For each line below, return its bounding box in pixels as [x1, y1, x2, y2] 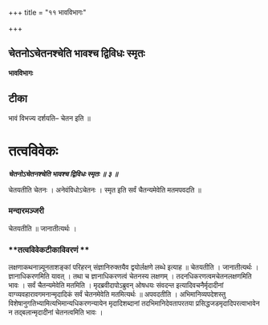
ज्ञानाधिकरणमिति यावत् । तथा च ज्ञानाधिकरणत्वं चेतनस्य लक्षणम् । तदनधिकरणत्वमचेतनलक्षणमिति [8, 271, 252, 281]
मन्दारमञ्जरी [8, 205, 44, 217]
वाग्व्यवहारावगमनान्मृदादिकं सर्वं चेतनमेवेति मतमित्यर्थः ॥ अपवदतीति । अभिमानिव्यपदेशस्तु [8, 290, 226, 299]
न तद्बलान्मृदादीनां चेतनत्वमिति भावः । [8, 307, 104, 317]
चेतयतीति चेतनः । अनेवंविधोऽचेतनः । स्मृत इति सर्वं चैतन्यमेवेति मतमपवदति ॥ [8, 185, 202, 194]
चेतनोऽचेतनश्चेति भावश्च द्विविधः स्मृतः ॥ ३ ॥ [8, 169, 119, 178]
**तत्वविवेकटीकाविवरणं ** [8, 244, 90, 255]
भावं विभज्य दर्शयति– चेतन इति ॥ [8, 113, 91, 123]
